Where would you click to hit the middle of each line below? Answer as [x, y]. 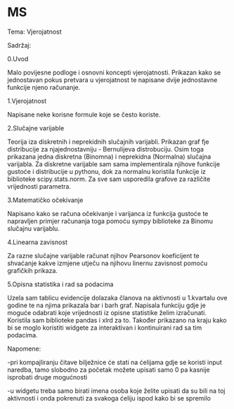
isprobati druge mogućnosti [47, 377]
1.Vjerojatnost [27, 101]
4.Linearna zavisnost [38, 242]
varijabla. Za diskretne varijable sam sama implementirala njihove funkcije [113, 164]
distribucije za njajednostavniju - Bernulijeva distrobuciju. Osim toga [105, 149]
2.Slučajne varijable [36, 128]
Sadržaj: [19, 45]
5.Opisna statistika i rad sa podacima [60, 284]
